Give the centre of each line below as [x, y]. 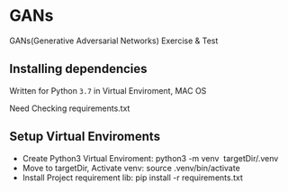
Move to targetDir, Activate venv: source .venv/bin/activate [131, 168]
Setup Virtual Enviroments [85, 137]
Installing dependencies [78, 69]
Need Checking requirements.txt [70, 108]
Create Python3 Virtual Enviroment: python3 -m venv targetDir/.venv [150, 158]
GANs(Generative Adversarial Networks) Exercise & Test [114, 41]
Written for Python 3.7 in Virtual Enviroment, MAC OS [108, 90]
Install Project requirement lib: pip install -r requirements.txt [132, 178]
